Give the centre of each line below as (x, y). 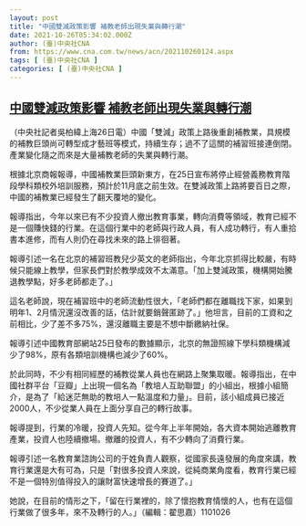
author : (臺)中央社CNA (50, 43)
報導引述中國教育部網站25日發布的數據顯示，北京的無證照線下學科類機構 (146, 342)
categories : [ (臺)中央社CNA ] (66, 69)
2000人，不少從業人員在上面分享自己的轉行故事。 (103, 408)
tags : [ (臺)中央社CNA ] (54, 60)
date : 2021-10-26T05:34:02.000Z (71, 35)
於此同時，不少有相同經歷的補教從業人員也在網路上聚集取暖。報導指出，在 (149, 373)
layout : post (34, 18)
